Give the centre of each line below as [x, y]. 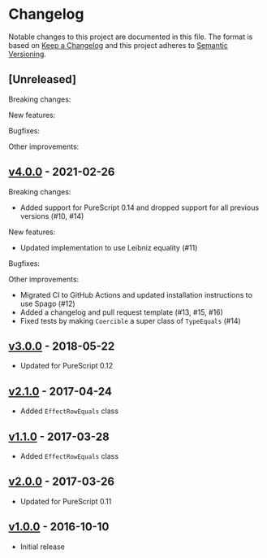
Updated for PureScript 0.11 [66, 501]
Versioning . [28, 54]
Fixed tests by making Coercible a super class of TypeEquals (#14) [130, 320]
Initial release [42, 547]
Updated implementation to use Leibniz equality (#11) [109, 247]
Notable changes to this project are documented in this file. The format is [131, 37]
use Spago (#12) [47, 303]
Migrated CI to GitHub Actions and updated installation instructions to [136, 294]
